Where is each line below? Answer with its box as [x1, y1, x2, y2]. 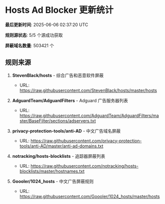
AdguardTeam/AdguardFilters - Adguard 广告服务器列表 [12, 97, 128, 103]
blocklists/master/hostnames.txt [19, 168, 85, 174]
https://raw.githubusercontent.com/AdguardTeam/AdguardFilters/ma [19, 113, 159, 118]
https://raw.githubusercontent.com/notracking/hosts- [30, 163, 139, 169]
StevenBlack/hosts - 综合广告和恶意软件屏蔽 [12, 72, 104, 78]
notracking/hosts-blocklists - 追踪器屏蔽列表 [12, 153, 106, 159]
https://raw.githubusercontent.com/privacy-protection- [30, 138, 142, 144]
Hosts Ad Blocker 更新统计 [5, 4, 114, 16]
